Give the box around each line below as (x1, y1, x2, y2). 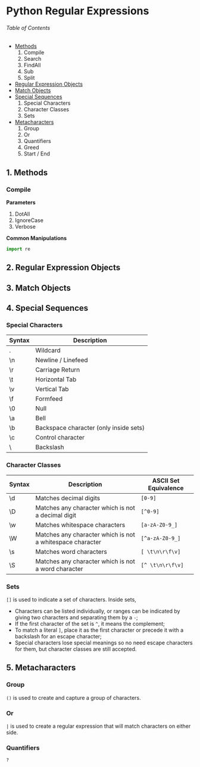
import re (6, 246, 31, 252)
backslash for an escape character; (14, 633, 102, 640)
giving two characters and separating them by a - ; (14, 614, 138, 621)
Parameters (6, 199, 36, 206)
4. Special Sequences (6, 303, 89, 313)
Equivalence (148, 484, 184, 492)
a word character (35, 565, 83, 573)
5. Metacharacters (6, 663, 76, 673)
